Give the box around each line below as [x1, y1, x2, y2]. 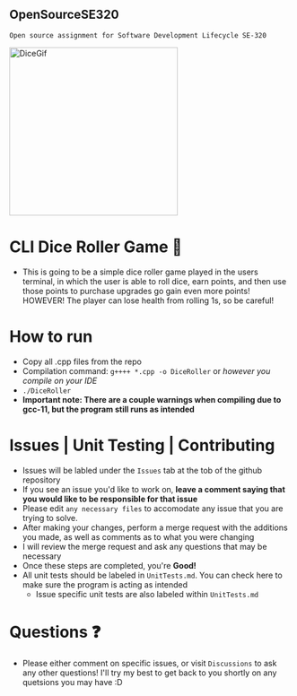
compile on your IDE [22, 375, 98, 386]
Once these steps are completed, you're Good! [22, 560, 197, 570]
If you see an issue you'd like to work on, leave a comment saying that [22, 483, 285, 494]
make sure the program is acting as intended [22, 579, 188, 590]
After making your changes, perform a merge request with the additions [22, 522, 289, 533]
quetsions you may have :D [22, 676, 123, 687]
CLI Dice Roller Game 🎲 [9, 237, 183, 257]
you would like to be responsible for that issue [22, 493, 198, 504]
